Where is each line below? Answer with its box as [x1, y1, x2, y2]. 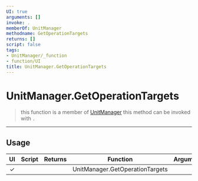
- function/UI [6, 58, 41, 64]
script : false [6, 42, 41, 48]
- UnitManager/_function [6, 53, 67, 59]
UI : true [6, 8, 28, 15]
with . [20, 115, 35, 122]
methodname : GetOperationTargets [6, 31, 88, 37]
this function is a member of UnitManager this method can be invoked [20, 109, 190, 116]
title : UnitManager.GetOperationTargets [6, 63, 107, 70]
